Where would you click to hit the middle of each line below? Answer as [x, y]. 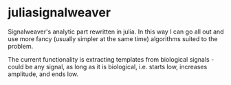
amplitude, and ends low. [43, 74]
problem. [21, 46]
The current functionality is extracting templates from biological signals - [111, 59]
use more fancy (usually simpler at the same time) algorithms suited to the [113, 38]
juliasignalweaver [59, 13]
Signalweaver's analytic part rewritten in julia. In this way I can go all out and [116, 32]
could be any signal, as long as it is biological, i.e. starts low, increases [108, 66]
